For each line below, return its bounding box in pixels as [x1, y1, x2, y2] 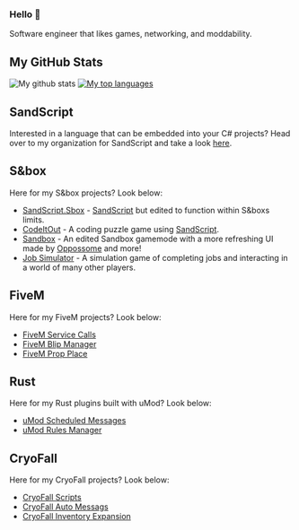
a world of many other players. [22, 262, 136, 273]
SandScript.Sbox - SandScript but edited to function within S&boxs [22, 204, 270, 215]
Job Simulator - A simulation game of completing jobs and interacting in [22, 252, 289, 263]
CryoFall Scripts [22, 492, 83, 503]
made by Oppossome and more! [22, 242, 142, 254]
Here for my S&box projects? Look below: [9, 187, 163, 198]
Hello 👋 [9, 8, 41, 21]
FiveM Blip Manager [22, 338, 97, 349]
